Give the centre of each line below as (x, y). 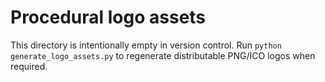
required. (29, 66)
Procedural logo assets (108, 17)
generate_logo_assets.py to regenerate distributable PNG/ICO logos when (163, 55)
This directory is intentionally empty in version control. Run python (146, 45)
